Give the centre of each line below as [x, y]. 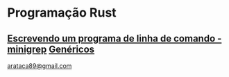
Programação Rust [62, 13]
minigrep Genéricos [51, 49]
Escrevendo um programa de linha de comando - [114, 38]
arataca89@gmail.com [40, 66]
